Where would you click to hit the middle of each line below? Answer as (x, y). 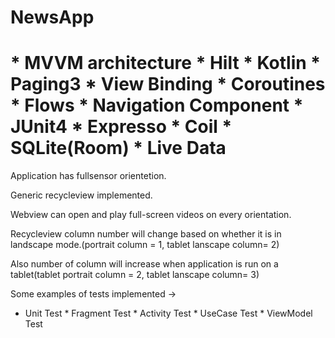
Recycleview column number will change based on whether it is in (146, 234)
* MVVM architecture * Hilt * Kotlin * (166, 63)
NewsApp (52, 17)
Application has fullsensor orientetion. (88, 176)
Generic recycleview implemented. (81, 195)
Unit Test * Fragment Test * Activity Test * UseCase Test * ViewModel (168, 313)
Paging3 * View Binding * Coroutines (168, 84)
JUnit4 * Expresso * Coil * (121, 127)
